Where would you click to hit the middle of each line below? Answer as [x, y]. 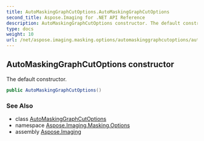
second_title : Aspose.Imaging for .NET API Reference [76, 18]
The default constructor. [36, 79]
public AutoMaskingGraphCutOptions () [54, 90]
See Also [20, 105]
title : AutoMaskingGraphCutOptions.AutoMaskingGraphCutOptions [88, 12]
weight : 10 [20, 34]
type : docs [20, 29]
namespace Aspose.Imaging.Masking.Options [73, 125]
